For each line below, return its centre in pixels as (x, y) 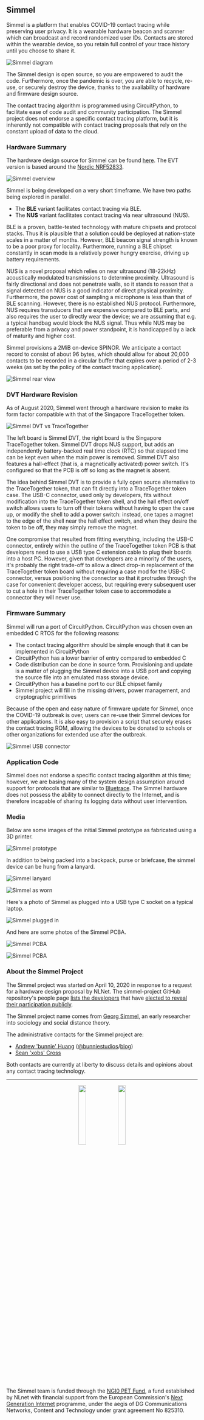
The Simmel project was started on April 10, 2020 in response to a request (99, 985)
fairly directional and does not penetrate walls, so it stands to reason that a (100, 284)
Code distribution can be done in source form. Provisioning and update (104, 664)
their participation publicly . (40, 1004)
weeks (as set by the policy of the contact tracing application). (84, 367)
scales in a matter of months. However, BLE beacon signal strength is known (102, 240)
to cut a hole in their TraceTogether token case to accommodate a (89, 591)
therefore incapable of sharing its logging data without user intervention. (97, 801)
